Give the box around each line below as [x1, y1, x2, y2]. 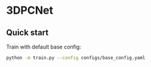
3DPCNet [6, 4, 54, 17]
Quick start [6, 28, 49, 38]
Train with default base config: [6, 43, 82, 50]
